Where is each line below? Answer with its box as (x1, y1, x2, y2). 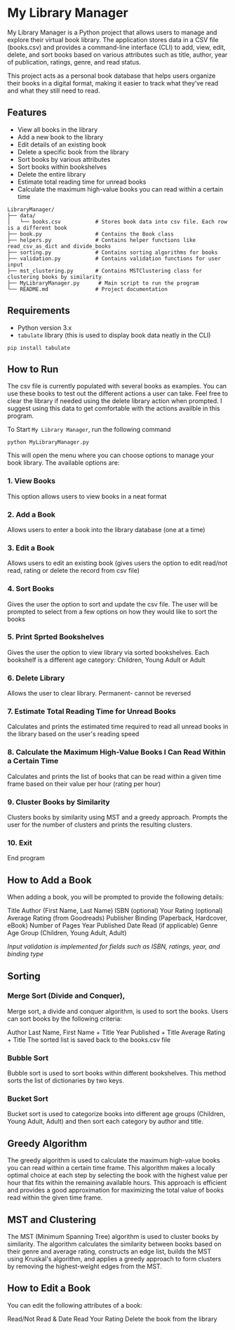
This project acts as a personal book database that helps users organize (7, 72, 216, 80)
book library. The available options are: (7, 459, 120, 467)
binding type (7, 950, 44, 958)
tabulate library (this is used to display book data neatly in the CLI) (17, 331, 211, 339)
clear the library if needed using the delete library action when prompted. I (7, 397, 222, 405)
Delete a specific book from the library (17, 147, 129, 156)
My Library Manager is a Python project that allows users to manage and (7, 28, 217, 36)
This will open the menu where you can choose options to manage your (7, 451, 214, 460)
